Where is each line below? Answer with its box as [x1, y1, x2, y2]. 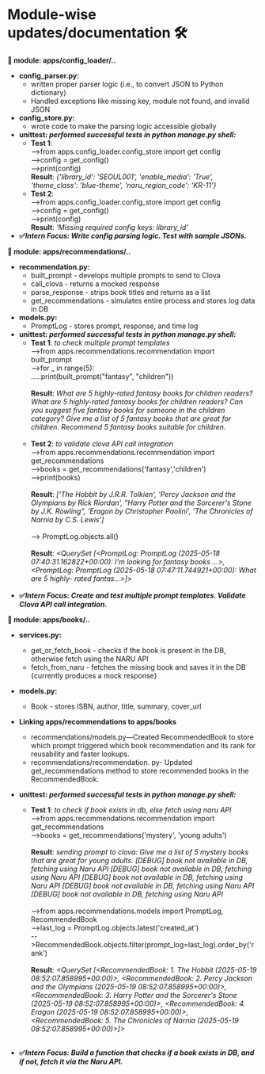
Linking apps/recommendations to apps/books [18, 717, 177, 726]
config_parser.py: [18, 71, 80, 80]
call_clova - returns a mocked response [30, 279, 160, 289]
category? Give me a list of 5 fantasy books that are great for [30, 414, 232, 423]
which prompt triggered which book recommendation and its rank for [30, 740, 256, 750]
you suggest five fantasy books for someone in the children [30, 405, 225, 415]
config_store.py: [18, 113, 75, 122]
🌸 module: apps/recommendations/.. [7, 247, 131, 256]
